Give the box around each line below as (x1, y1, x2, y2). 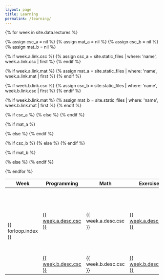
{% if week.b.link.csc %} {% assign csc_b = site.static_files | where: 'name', (5, 83, 158, 89)
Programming (45, 180, 79, 187)
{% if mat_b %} (5, 149, 36, 156)
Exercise (139, 180, 160, 187)
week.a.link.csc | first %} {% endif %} (5, 59, 82, 65)
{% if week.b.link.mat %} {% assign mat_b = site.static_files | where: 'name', (5, 97, 159, 103)
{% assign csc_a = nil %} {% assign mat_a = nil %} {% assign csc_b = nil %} (5, 39, 159, 45)
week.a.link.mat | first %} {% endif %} (5, 74, 82, 79)
